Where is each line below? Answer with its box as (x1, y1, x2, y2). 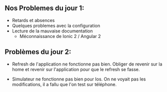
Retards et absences (12, 17, 55, 23)
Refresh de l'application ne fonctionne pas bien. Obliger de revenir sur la (12, 61, 162, 67)
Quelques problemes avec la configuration (12, 22, 100, 28)
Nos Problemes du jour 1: (5, 4, 85, 12)
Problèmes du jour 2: (5, 47, 71, 56)
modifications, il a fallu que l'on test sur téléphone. (12, 81, 117, 87)
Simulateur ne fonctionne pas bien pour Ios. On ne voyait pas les (12, 76, 146, 82)
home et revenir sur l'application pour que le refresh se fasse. (12, 66, 140, 72)
